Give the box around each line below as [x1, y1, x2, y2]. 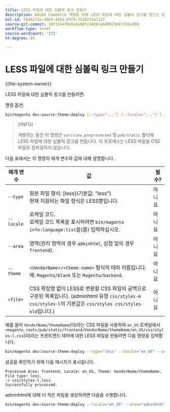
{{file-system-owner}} [5, 81, 52, 87]
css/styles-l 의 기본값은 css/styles [29, 300, 113, 307]
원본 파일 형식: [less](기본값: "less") [29, 190, 111, 197]
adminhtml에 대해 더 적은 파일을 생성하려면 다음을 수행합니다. [5, 392, 127, 398]
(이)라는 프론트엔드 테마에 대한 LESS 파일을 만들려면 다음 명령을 [23, 332, 150, 338]
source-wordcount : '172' [5, 31, 58, 36]
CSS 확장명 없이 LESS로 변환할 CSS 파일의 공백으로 [29, 285, 147, 292]
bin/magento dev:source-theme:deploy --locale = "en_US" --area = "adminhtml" [5, 402, 166, 407]
